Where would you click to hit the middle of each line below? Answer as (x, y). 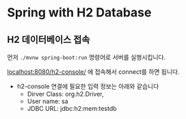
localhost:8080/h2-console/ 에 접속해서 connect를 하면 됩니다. (93, 72)
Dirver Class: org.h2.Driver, (65, 94)
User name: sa (48, 101)
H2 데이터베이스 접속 (49, 39)
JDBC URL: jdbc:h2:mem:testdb (72, 108)
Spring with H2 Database (79, 13)
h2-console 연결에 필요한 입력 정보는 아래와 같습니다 (88, 86)
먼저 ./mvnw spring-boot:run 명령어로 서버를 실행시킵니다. (87, 57)
